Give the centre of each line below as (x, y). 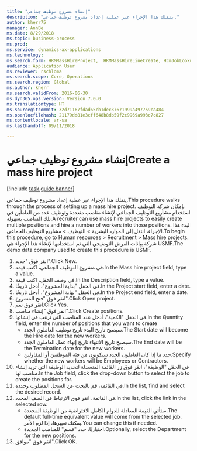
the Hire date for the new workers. (65, 336)
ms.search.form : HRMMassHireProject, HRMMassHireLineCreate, (84, 60)
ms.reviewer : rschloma (34, 71)
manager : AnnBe (25, 28)
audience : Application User (41, 66)
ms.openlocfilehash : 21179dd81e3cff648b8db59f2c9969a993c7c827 (85, 115)
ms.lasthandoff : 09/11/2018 (41, 126)
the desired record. (38, 392)
